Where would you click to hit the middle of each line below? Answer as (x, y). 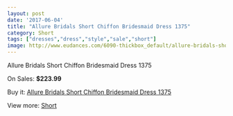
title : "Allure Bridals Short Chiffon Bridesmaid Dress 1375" (99, 26)
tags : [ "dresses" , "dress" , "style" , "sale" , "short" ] (82, 39)
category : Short (31, 33)
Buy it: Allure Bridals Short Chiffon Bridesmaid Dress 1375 (89, 92)
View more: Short (32, 105)
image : (17, 46)
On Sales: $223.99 (34, 79)
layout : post (26, 13)
